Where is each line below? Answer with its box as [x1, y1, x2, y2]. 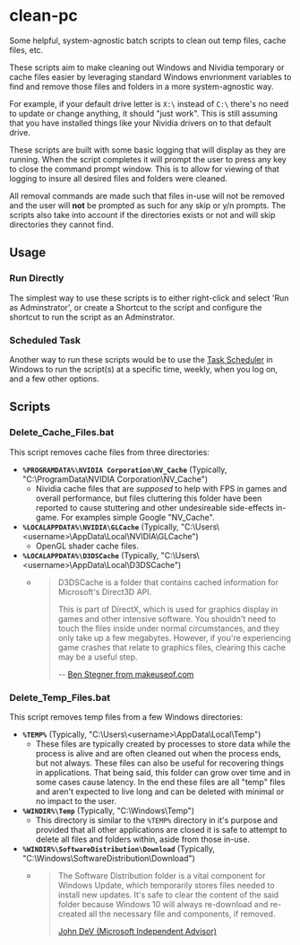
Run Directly [9, 272, 64, 284]
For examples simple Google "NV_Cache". [61, 512, 215, 522]
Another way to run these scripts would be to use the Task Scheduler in [9, 354, 273, 364]
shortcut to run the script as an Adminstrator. [9, 311, 176, 322]
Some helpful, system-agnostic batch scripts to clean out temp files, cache [9, 35, 287, 46]
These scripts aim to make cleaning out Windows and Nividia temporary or [9, 62, 285, 73]
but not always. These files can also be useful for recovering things [35, 757, 285, 768]
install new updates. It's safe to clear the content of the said [57, 889, 279, 900]
